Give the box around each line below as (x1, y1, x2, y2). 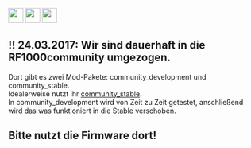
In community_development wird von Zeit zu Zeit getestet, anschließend (8, 97, 244, 107)
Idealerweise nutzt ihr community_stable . (8, 88, 142, 99)
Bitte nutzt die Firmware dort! (8, 129, 157, 142)
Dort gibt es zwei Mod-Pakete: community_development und (8, 72, 207, 81)
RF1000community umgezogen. (8, 51, 171, 64)
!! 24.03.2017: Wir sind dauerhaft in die (8, 38, 206, 52)
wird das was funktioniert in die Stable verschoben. (8, 106, 176, 115)
